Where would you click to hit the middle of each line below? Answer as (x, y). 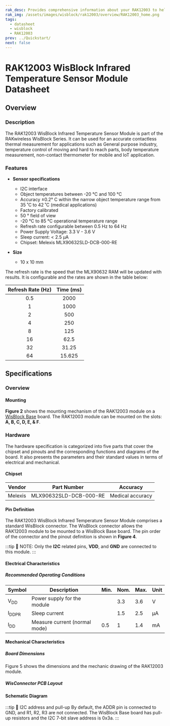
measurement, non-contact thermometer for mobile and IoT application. (80, 155)
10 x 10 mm (32, 262)
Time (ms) (69, 290)
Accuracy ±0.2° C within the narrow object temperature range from (90, 199)
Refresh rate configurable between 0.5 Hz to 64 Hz (73, 226)
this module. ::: (21, 552)
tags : (11, 19)
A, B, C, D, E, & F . (23, 422)
